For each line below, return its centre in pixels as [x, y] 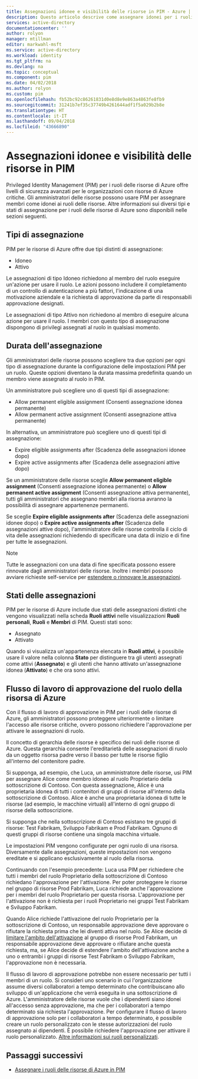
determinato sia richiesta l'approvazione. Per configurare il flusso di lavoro [96, 1012]
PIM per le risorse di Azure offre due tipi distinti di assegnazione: [85, 249]
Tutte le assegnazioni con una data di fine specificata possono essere [91, 564]
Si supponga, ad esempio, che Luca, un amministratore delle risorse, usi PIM [99, 773]
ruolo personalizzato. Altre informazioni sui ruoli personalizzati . [82, 1037]
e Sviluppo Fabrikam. [32, 907]
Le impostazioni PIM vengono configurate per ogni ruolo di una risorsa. [92, 846]
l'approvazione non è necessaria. [47, 963]
